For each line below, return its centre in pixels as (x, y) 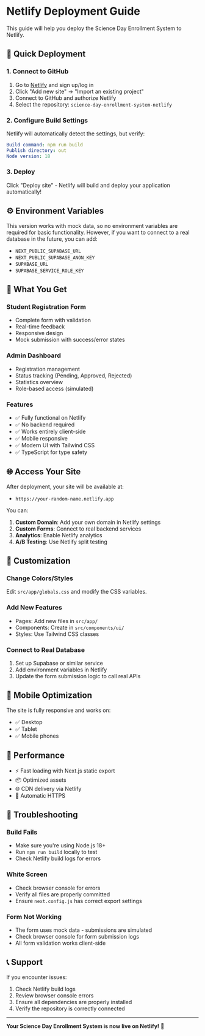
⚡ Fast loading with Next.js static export (65, 771)
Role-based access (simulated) (54, 388)
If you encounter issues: (37, 977)
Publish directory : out (37, 150)
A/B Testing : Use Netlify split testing (61, 542)
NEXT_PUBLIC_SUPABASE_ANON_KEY (55, 258)
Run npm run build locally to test (56, 852)
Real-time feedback (40, 327)
